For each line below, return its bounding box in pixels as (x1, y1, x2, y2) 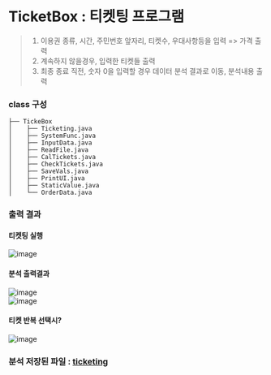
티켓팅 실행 (8, 231, 43, 240)
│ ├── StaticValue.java (8, 182, 100, 190)
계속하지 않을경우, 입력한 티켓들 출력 (40, 56, 156, 66)
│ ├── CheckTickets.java (8, 160, 104, 169)
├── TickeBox (8, 118, 53, 126)
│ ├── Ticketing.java (8, 125, 92, 133)
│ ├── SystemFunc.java (8, 131, 96, 140)
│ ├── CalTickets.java (8, 153, 96, 162)
